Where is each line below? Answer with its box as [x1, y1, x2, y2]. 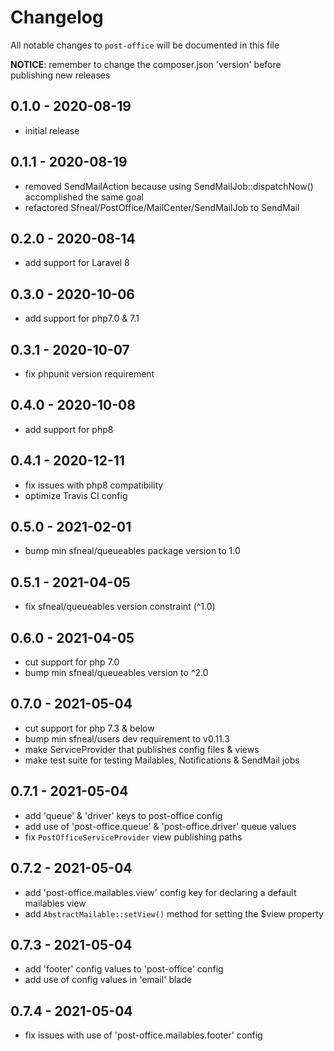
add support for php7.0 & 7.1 [24, 312, 140, 325]
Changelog [10, 6, 104, 29]
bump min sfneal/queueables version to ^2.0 [24, 667, 209, 679]
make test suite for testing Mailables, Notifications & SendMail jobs [24, 754, 300, 766]
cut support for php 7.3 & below [24, 722, 155, 734]
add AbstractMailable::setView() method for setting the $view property [24, 907, 324, 920]
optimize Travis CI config [24, 489, 128, 501]
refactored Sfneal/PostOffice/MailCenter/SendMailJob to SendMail [24, 201, 300, 213]
